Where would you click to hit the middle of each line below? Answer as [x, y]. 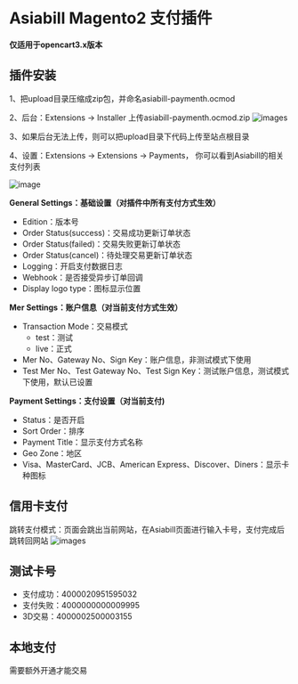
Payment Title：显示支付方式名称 [83, 442]
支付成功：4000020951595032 [80, 594]
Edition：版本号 [50, 221]
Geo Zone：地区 [52, 453]
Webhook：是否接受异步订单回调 [83, 277]
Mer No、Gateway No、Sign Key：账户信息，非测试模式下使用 [137, 359]
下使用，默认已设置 [57, 382]
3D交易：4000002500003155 [77, 616]
